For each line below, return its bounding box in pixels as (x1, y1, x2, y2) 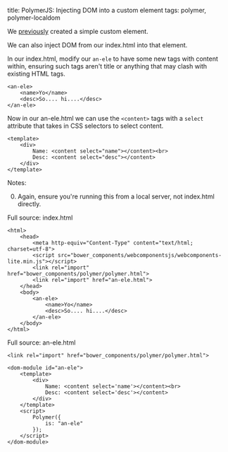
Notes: (7, 179, 27, 186)
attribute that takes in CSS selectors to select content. (7, 121, 164, 130)
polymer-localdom (7, 13, 61, 22)
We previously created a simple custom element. (7, 28, 149, 35)
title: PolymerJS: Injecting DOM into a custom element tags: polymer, (7, 6, 206, 14)
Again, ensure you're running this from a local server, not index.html (17, 192, 215, 201)
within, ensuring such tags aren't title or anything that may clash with (7, 62, 208, 70)
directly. (17, 200, 42, 208)
